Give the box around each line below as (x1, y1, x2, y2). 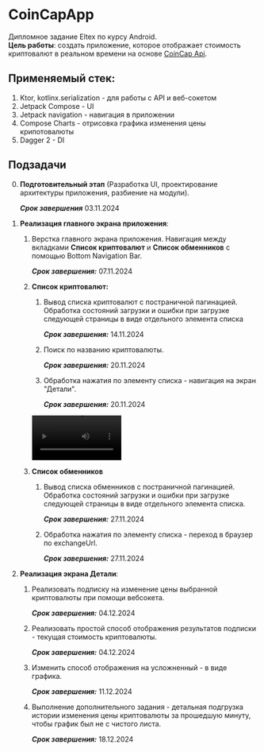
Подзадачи (8, 158, 67, 172)
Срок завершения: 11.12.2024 (31, 686, 132, 696)
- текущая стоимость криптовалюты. (31, 632, 157, 642)
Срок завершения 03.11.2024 (19, 203, 121, 212)
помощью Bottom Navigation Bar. (31, 250, 143, 260)
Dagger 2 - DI (19, 135, 65, 145)
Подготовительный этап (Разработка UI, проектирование (19, 179, 218, 188)
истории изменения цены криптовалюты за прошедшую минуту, (31, 710, 251, 720)
